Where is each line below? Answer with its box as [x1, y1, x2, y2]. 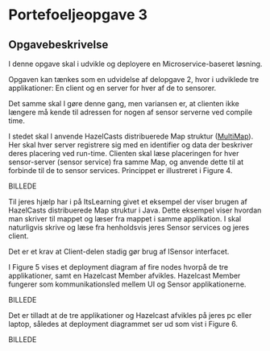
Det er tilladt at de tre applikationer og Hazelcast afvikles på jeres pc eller [8, 311, 252, 320]
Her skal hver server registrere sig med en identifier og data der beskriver [8, 140, 253, 150]
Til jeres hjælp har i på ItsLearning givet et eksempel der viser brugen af [8, 197, 247, 206]
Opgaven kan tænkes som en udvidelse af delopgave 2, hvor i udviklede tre [8, 75, 260, 84]
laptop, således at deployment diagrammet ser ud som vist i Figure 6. [8, 320, 239, 328]
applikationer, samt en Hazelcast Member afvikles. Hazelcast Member [8, 271, 241, 280]
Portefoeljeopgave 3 [8, 6, 147, 24]
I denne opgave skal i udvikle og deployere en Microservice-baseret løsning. [8, 59, 263, 68]
